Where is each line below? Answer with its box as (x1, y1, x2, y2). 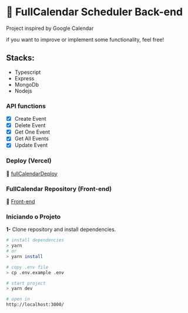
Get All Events (14, 135, 49, 142)
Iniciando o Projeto (6, 212, 61, 220)
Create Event (14, 115, 46, 123)
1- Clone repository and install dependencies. (6, 226, 116, 233)
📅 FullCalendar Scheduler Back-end (6, 5, 183, 19)
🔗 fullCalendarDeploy (6, 170, 58, 177)
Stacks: (6, 53, 35, 63)
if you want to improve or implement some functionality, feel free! (6, 36, 164, 43)
